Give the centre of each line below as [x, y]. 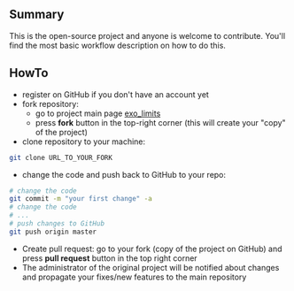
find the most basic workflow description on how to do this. [117, 45]
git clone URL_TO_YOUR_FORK [61, 157]
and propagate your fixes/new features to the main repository [134, 277]
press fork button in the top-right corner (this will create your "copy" [160, 122]
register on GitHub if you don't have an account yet [116, 94]
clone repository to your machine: [84, 142]
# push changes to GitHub [57, 224]
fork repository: [50, 103]
